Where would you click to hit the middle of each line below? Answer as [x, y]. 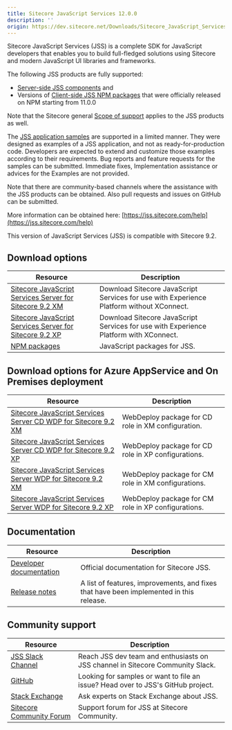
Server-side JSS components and [65, 88]
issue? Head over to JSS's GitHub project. [146, 685]
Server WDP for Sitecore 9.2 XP [62, 507]
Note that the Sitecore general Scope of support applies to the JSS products [116, 116]
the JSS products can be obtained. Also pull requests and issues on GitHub [114, 194]
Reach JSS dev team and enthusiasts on [143, 656]
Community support [52, 625]
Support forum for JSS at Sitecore [133, 707]
